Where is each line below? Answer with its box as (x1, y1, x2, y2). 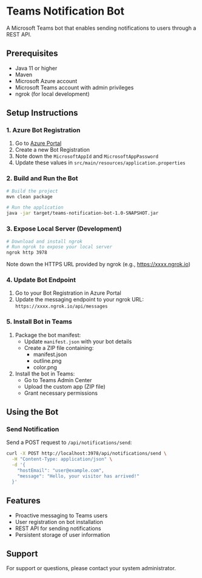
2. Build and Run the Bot (6, 174, 78, 183)
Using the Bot (6, 407, 59, 417)
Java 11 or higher (15, 64, 58, 72)
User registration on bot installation (15, 518, 103, 525)
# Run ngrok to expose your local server (6, 244, 113, 250)
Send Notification (6, 425, 59, 434)
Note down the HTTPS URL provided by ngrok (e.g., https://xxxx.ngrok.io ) (6, 261, 191, 268)
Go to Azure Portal (15, 139, 62, 147)
